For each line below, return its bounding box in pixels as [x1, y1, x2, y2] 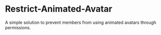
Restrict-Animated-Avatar [5, 3, 113, 15]
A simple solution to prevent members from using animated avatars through [5, 19, 157, 25]
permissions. [5, 24, 31, 30]
